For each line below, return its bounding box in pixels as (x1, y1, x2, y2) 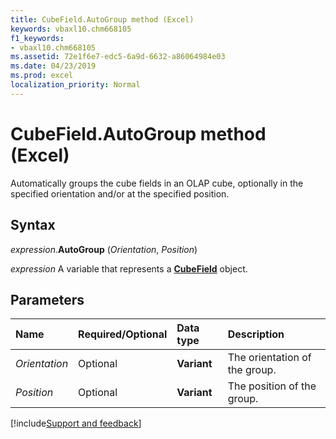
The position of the (227, 379, 317, 393)
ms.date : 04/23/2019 (10, 61, 97, 71)
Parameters (10, 291, 85, 308)
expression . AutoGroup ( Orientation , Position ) (10, 243, 198, 255)
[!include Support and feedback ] (10, 417, 142, 430)
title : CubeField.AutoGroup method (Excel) (10, 14, 195, 25)
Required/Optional (78, 327, 168, 341)
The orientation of (227, 351, 312, 365)
